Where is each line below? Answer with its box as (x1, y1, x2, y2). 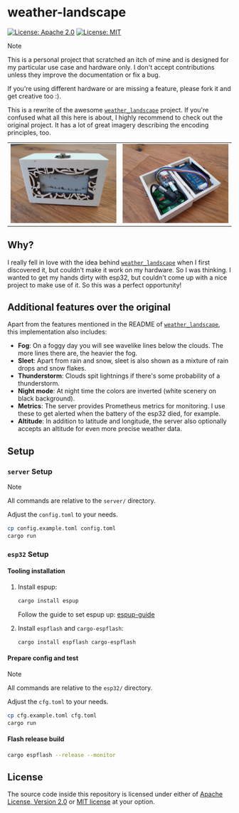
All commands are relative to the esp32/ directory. (7, 684, 153, 692)
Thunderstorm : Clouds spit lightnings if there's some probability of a (17, 371, 221, 381)
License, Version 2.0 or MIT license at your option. (7, 797, 155, 806)
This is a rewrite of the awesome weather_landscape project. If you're (7, 105, 209, 114)
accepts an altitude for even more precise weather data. (17, 425, 183, 433)
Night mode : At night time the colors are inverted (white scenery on (17, 387, 217, 395)
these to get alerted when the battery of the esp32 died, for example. (17, 410, 221, 418)
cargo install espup (17, 597, 79, 605)
